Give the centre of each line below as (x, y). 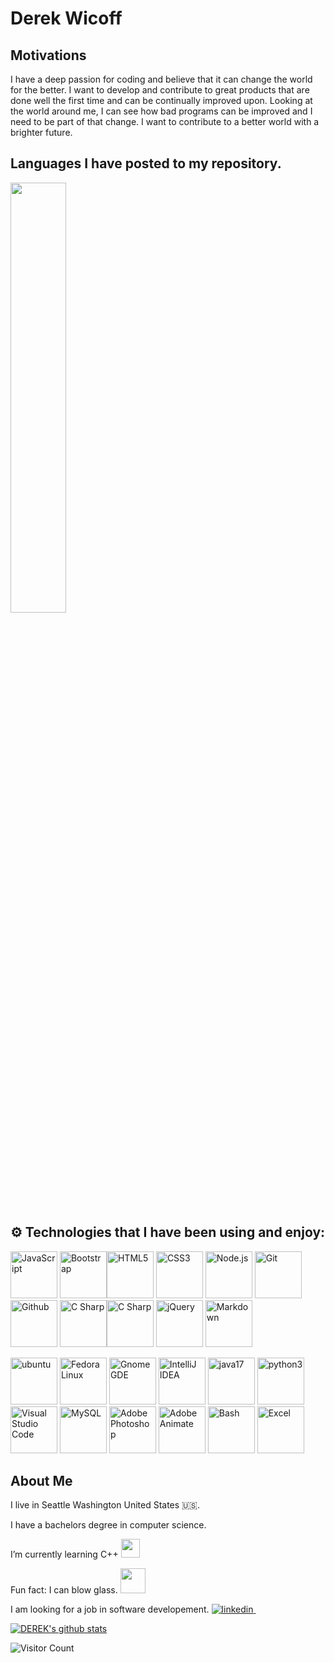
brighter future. (41, 132)
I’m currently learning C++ (64, 1554)
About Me (41, 1481)
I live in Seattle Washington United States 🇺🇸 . (105, 1505)
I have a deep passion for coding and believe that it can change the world (161, 79)
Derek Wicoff (66, 18)
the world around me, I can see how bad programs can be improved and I (161, 111)
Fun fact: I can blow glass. (64, 1590)
